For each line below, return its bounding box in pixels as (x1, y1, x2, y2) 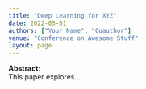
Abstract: (8, 63, 41, 73)
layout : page (8, 42, 52, 50)
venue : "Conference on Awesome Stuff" (8, 34, 139, 42)
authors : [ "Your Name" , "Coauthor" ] (8, 26, 131, 34)
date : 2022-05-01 (8, 19, 67, 27)
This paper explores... (8, 72, 81, 82)
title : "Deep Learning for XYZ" (8, 11, 117, 20)
